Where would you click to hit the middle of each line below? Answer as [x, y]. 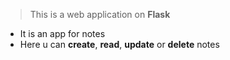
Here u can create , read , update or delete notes [119, 44]
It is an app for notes [62, 33]
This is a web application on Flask [100, 14]
